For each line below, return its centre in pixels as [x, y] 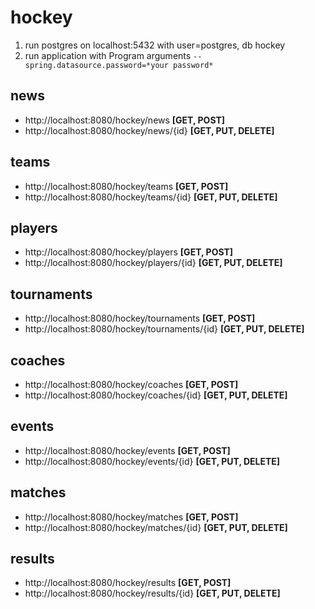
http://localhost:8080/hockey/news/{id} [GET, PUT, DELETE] [149, 130]
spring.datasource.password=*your [96, 65]
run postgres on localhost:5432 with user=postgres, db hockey [155, 45]
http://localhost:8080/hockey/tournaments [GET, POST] [140, 318]
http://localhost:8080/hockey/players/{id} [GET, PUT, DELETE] [153, 263]
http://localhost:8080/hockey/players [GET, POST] [129, 252]
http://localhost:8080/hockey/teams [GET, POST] [126, 186]
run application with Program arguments [108, 55]
